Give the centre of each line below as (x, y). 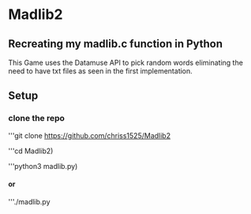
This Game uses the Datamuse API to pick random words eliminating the (126, 62)
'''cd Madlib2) (31, 151)
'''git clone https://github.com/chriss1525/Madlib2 (90, 135)
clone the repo (37, 118)
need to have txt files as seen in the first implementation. (101, 71)
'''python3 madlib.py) (43, 166)
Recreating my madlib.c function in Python (116, 44)
